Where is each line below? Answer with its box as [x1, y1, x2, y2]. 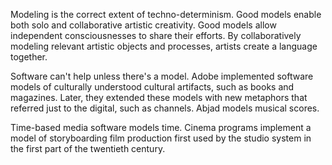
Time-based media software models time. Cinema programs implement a [10, 122, 312, 133]
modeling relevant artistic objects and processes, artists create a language [10, 40, 318, 52]
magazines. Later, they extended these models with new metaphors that [10, 92, 308, 103]
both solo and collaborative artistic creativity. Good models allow [10, 19, 277, 31]
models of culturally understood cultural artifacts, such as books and [10, 81, 295, 93]
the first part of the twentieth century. [10, 143, 166, 154]
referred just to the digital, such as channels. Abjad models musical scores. [10, 102, 320, 114]
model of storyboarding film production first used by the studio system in [10, 132, 312, 144]
